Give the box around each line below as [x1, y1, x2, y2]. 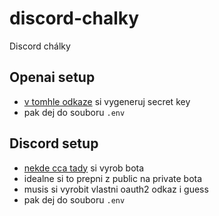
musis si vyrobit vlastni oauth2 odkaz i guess [23, 183, 209, 195]
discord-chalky [9, 7, 140, 30]
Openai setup [9, 69, 96, 86]
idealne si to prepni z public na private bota [23, 172, 203, 184]
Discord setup [9, 135, 99, 152]
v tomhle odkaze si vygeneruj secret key [23, 95, 191, 107]
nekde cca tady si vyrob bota [23, 162, 145, 174]
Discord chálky [9, 40, 71, 52]
